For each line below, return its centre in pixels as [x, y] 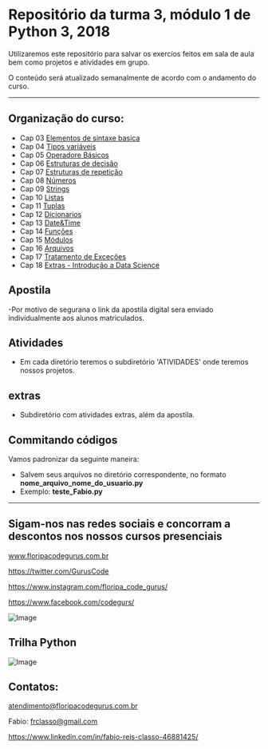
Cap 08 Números [48, 180]
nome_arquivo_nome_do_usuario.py [81, 483]
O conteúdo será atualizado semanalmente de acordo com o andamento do [132, 77]
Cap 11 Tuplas [42, 206]
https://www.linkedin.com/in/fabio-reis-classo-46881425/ [103, 737]
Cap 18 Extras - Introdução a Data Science [89, 265]
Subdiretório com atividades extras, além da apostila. [107, 415]
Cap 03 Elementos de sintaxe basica [80, 138]
